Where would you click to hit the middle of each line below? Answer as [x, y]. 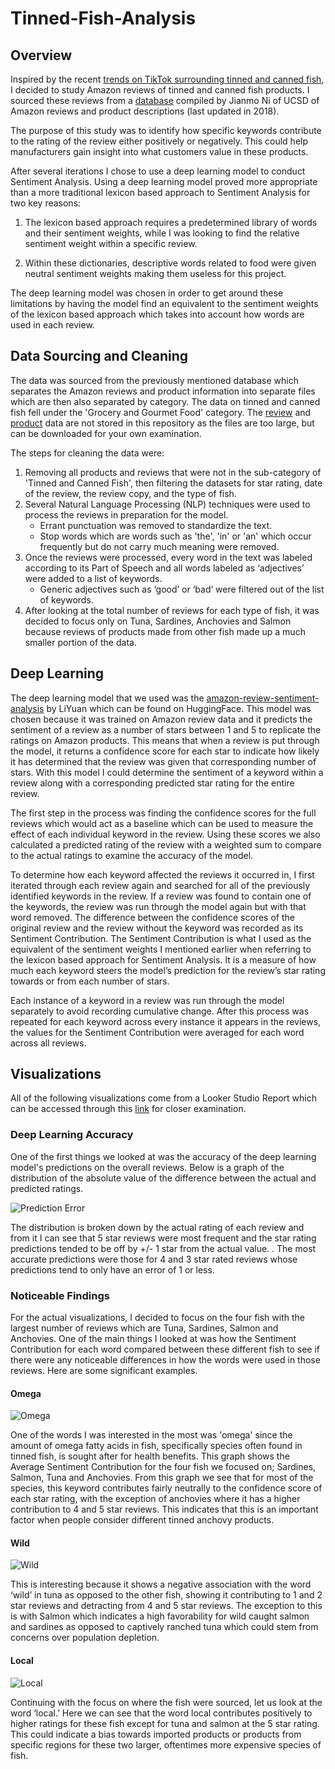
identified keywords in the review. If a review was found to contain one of [161, 896]
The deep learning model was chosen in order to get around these [147, 293]
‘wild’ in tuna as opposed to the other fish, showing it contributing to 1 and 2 [166, 1595]
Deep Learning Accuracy [72, 1135]
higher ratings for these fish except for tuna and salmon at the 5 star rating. [165, 1723]
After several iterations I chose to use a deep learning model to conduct [158, 171]
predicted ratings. [47, 1188]
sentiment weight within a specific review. [111, 243]
